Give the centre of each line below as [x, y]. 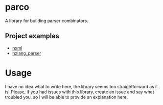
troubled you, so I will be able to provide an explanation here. [67, 97]
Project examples [32, 36]
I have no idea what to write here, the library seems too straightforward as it [81, 86]
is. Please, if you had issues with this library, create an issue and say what [80, 92]
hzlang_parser [27, 53]
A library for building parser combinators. [47, 21]
